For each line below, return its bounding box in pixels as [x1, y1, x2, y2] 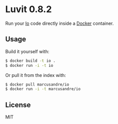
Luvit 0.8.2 [5, 4, 52, 15]
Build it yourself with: [5, 48, 49, 54]
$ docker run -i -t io [5, 63, 53, 68]
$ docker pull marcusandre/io [5, 82, 70, 87]
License [5, 100, 31, 109]
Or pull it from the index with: [5, 72, 66, 78]
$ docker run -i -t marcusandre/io [5, 87, 81, 92]
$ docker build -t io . [5, 58, 56, 63]
